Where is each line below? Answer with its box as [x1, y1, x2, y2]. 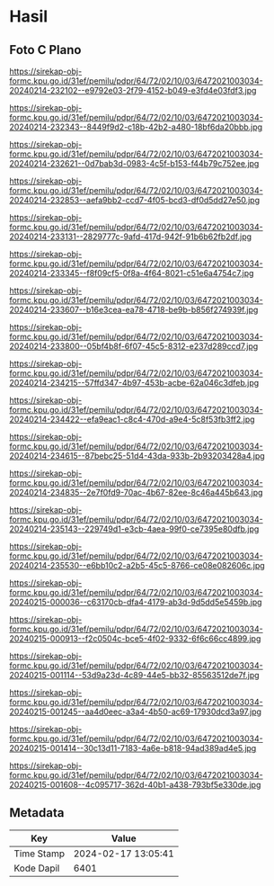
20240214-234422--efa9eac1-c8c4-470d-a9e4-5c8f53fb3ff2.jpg [9, 414, 255, 425]
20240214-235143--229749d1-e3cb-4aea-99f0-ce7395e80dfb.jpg [9, 524, 260, 534]
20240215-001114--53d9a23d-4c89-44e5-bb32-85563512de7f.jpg [9, 670, 260, 680]
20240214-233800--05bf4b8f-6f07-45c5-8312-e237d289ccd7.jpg [9, 341, 259, 352]
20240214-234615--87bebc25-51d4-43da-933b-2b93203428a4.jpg [9, 451, 265, 461]
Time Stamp [13, 847, 66, 860]
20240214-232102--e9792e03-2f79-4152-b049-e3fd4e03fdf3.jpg [9, 85, 257, 95]
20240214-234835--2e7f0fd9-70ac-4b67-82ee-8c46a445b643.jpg [9, 488, 263, 497]
